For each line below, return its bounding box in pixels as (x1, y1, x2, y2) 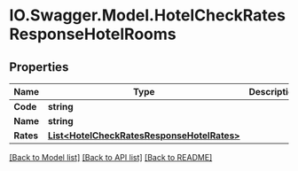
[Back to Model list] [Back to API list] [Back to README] (9, 152, 213, 162)
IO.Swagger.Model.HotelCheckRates (9, 5, 286, 26)
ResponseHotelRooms (9, 24, 176, 44)
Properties (9, 59, 69, 74)
